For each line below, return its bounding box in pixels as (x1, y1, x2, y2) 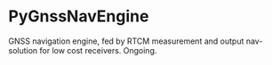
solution (8, 45, 38, 55)
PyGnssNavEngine (8, 6, 149, 27)
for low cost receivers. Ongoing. (39, 45, 157, 55)
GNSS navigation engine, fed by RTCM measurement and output (8, 36, 244, 46)
